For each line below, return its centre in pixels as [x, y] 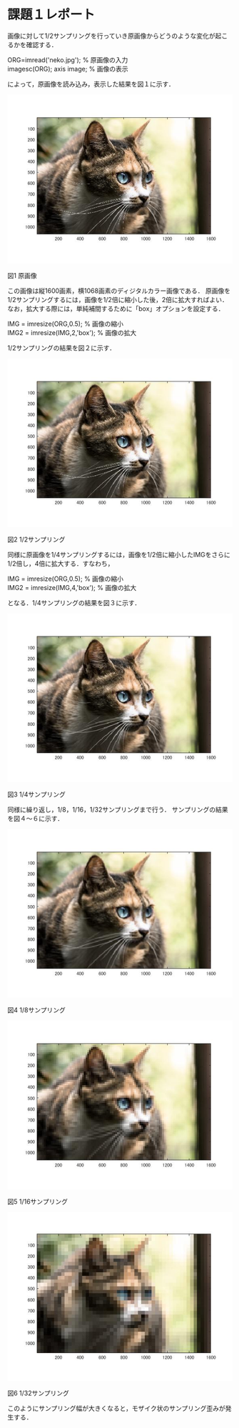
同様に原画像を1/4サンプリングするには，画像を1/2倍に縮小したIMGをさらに [119, 554]
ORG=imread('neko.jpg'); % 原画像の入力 [68, 60]
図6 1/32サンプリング [39, 1393]
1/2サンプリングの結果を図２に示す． [62, 348]
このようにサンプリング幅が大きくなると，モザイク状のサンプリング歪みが [117, 1408]
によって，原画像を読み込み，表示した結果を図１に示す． [91, 84]
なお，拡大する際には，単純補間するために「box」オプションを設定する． [116, 309]
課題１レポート [51, 15]
